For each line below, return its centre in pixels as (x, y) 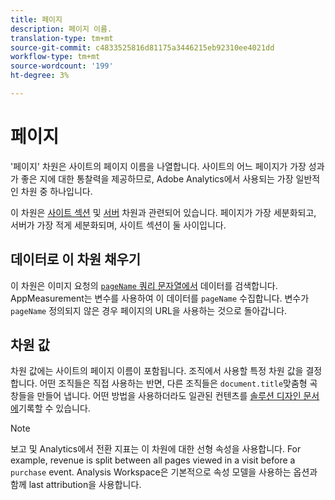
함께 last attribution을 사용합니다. (76, 485)
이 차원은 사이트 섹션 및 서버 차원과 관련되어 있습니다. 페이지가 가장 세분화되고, (163, 212)
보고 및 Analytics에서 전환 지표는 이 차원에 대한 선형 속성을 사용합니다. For (156, 449)
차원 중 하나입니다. (56, 191)
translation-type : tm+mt (62, 38)
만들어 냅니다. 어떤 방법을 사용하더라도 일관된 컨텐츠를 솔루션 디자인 (169, 396)
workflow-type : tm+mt (55, 57)
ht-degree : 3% (40, 76)
